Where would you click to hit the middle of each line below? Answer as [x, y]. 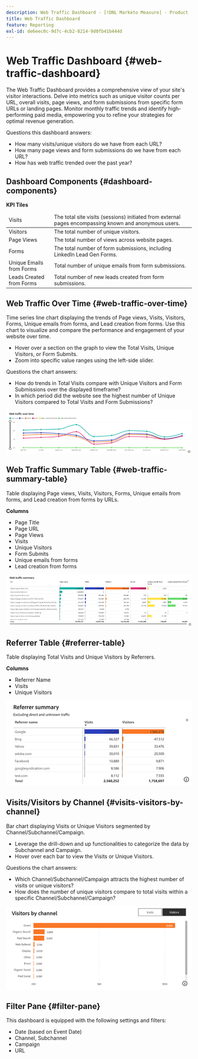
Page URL [27, 528]
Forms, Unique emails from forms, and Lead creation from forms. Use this [96, 324]
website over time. [29, 337]
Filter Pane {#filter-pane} [53, 1006]
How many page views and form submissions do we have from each [98, 150]
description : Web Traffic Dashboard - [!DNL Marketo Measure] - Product [97, 12]
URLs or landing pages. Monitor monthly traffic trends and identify [86, 108]
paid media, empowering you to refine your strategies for [104, 115]
